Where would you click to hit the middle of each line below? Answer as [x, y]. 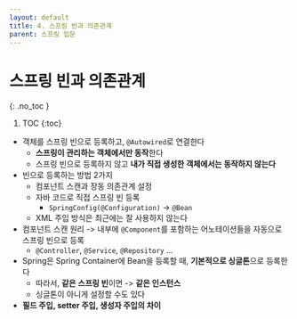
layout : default [39, 17]
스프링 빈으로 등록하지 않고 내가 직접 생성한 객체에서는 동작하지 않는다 [156, 164]
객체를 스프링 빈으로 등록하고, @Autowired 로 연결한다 [113, 142]
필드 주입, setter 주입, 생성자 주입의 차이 [92, 306]
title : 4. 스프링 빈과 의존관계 [61, 26]
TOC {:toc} [42, 123]
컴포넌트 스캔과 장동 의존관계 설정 [94, 186]
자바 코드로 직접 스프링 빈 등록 [88, 198]
